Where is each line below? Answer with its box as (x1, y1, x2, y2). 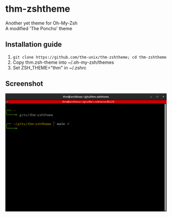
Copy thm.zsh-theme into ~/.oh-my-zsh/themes (12, 59, 114, 65)
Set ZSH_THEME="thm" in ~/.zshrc (12, 64, 87, 70)
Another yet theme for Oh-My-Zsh (5, 20, 78, 26)
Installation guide (5, 40, 62, 49)
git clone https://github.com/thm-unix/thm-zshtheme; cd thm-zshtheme (12, 55, 167, 60)
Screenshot (5, 80, 44, 88)
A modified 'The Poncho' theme (5, 25, 73, 31)
